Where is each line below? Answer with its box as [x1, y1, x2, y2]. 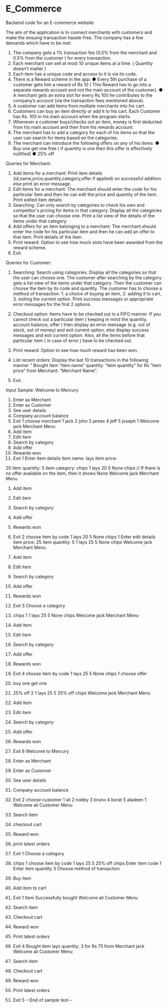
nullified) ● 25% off [12, 151, 54, 157]
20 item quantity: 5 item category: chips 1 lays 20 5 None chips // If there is [5, 465, 160, 471]
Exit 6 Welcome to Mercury [12, 748, 69, 754]
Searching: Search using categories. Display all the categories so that [12, 269, 156, 275]
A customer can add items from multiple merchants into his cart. [12, 103, 145, 109]
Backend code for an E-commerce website [5, 20, 94, 26]
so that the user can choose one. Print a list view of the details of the [12, 212, 155, 218]
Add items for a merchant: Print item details [12, 170, 102, 176]
